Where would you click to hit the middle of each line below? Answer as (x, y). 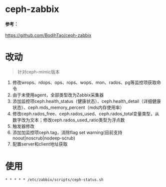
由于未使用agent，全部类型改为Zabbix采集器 (58, 95)
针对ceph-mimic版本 (38, 72)
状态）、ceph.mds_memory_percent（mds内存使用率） (68, 107)
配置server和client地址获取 (40, 144)
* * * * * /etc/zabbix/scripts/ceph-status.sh (54, 180)
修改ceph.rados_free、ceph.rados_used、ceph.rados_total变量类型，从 (86, 114)
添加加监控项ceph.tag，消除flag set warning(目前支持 (67, 132)
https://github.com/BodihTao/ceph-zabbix (48, 35)
